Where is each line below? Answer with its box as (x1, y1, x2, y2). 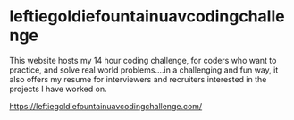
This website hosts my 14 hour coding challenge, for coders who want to (9, 55, 277, 65)
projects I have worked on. (9, 83, 107, 94)
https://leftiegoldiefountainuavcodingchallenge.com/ (9, 100, 203, 111)
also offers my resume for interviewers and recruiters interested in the (9, 73, 267, 84)
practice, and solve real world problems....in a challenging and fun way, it (9, 64, 279, 75)
